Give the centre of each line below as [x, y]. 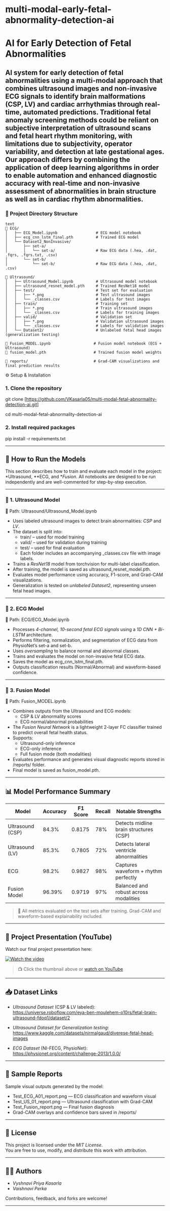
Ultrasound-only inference [48, 743]
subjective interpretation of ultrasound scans [78, 128]
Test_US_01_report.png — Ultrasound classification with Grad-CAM [82, 1101]
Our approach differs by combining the [68, 160]
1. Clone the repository [34, 388]
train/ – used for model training [52, 537]
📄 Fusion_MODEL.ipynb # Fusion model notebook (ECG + [83, 344]
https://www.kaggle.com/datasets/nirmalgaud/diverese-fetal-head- [83, 1033]
